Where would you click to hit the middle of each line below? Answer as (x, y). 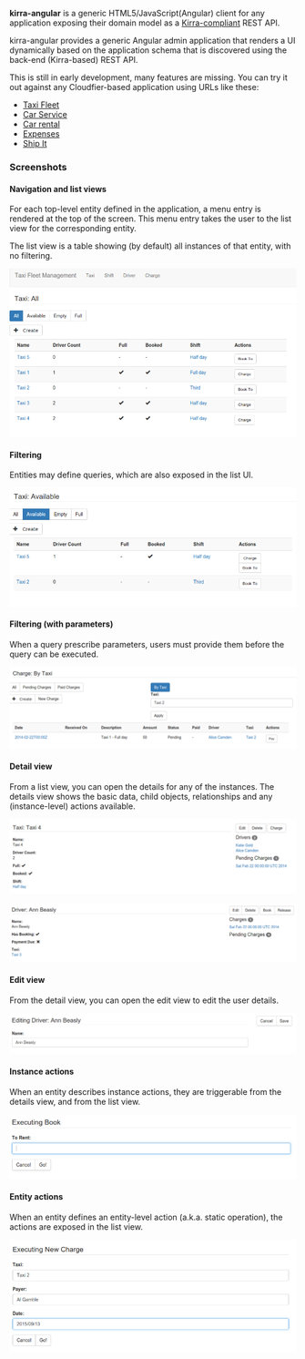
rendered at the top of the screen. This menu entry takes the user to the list (151, 219)
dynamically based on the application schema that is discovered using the (148, 50)
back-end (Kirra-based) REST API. (74, 60)
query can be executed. (54, 654)
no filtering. (31, 256)
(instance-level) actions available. (72, 806)
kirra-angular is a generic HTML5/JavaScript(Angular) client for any (137, 13)
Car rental (41, 124)
